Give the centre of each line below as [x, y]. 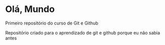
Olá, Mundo [30, 9]
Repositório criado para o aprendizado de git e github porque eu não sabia [83, 32]
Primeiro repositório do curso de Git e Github [52, 23]
